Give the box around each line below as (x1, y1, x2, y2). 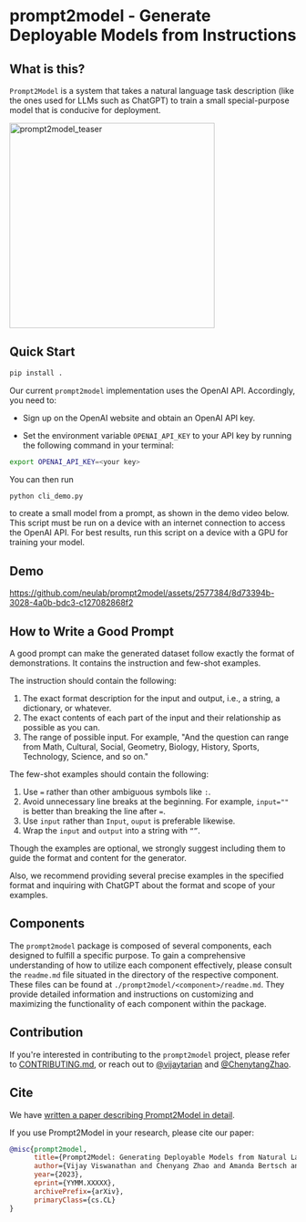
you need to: (9, 394, 57, 406)
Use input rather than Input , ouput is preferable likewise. (22, 815, 236, 826)
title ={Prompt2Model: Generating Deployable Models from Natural (33, 1153, 287, 1163)
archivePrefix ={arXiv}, (33, 1186, 125, 1196)
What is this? (9, 61, 86, 77)
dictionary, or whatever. (22, 703, 112, 714)
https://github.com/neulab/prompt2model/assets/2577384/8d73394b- (9, 587, 275, 598)
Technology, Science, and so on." (22, 751, 148, 762)
